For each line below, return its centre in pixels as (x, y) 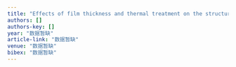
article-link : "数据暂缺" (43, 40)
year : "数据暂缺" (31, 33)
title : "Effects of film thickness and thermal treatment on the (105, 14)
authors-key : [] (31, 27)
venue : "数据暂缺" (32, 46)
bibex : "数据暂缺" (32, 53)
